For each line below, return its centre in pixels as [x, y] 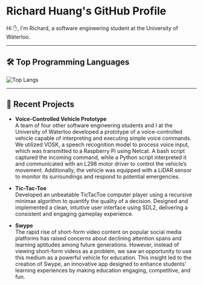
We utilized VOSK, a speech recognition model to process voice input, [102, 144]
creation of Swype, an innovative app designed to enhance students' [101, 264]
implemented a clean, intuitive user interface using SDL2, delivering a [101, 207]
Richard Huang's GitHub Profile [86, 11]
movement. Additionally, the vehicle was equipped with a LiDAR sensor [103, 170]
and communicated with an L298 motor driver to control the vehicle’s [101, 163]
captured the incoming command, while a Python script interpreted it [101, 157]
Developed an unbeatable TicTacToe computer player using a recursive [103, 195]
